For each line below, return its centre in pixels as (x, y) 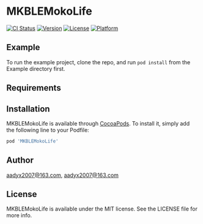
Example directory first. (36, 69)
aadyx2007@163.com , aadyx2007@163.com (63, 175)
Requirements (34, 88)
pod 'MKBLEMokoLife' (33, 141)
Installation (28, 109)
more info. (19, 215)
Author (20, 160)
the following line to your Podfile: (48, 130)
